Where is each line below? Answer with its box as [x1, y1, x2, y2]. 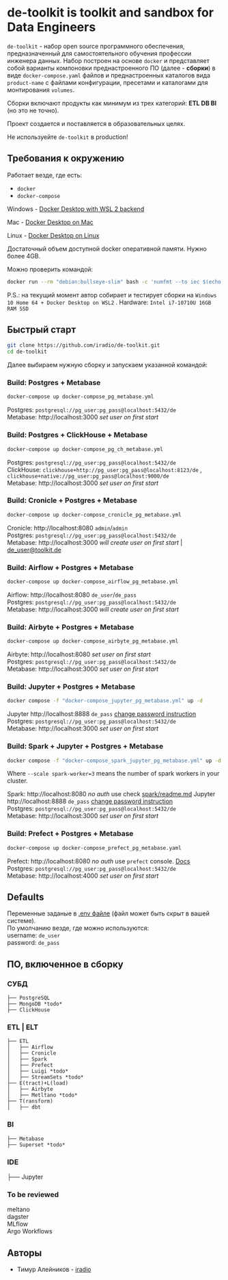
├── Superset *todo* [7, 1141, 66, 1148]
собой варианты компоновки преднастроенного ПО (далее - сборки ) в [7, 64, 216, 72]
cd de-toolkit [7, 348, 48, 356]
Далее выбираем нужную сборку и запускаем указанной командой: [7, 361, 208, 369]
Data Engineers [7, 19, 96, 35]
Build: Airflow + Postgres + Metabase [7, 563, 134, 572]
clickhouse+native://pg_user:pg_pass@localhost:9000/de [7, 473, 169, 480]
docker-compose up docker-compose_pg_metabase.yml [7, 393, 154, 400]
